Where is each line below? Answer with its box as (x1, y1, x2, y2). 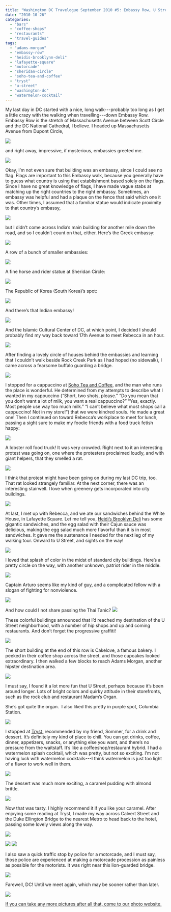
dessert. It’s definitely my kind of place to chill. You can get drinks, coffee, (5, 734, 160, 740)
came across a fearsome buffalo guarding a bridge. (5, 363, 113, 369)
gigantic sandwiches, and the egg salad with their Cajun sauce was (5, 521, 147, 528)
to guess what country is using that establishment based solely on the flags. (5, 178, 165, 184)
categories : (5, 17, 31, 22)
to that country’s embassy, (5, 205, 61, 211)
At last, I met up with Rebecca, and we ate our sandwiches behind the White (5, 510, 165, 517)
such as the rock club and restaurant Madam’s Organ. (5, 694, 118, 700)
